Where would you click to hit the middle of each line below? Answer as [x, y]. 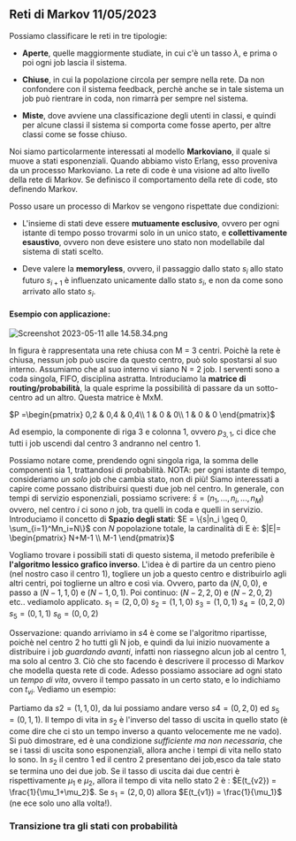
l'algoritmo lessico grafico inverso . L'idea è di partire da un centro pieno [143, 564]
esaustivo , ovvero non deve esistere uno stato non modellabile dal [143, 241]
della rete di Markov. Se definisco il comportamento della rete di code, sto [144, 180]
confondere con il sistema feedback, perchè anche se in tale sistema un [153, 88]
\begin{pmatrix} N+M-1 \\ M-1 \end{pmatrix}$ [92, 538]
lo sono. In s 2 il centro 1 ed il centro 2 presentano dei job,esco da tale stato [145, 760]
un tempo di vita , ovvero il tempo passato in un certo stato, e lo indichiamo [145, 679]
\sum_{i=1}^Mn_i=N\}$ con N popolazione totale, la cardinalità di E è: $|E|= [145, 528]
